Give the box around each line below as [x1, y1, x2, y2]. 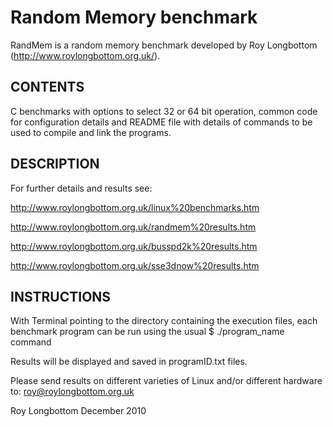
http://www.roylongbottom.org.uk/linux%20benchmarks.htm [10, 201, 260, 213]
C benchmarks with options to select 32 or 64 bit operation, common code [10, 105, 318, 117]
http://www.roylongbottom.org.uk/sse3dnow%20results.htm [10, 259, 260, 271]
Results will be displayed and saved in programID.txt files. [10, 356, 248, 368]
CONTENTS [10, 79, 85, 96]
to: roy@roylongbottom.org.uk [10, 386, 135, 398]
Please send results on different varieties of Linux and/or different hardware [10, 375, 323, 387]
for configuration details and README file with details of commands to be [10, 116, 313, 128]
